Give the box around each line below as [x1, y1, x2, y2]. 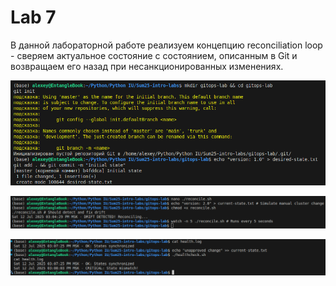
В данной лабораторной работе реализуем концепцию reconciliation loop [10, 39, 323, 51]
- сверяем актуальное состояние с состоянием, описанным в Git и [10, 49, 298, 61]
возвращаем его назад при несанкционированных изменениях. [10, 60, 284, 72]
